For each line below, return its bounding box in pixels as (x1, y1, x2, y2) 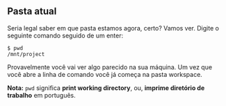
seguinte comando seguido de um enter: (7, 31, 124, 39)
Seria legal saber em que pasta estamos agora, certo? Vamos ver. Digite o (7, 24, 219, 32)
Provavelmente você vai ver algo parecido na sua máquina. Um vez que (7, 62, 213, 71)
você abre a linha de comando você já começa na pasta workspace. (7, 70, 203, 78)
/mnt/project (7, 51, 45, 58)
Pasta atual (7, 6, 57, 17)
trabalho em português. (7, 91, 76, 99)
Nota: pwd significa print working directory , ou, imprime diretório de (7, 83, 205, 92)
